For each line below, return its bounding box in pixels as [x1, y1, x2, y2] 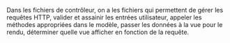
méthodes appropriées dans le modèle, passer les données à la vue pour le [6, 21, 223, 28]
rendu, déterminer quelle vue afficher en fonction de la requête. [6, 28, 190, 36]
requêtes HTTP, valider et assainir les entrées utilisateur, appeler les [6, 13, 202, 21]
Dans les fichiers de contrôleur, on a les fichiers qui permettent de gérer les [6, 6, 224, 14]
